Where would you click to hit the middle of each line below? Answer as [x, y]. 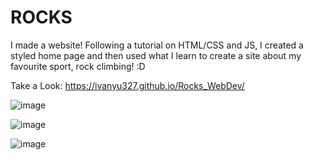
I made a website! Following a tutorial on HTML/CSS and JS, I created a [157, 45]
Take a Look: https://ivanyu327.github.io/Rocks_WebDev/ [127, 85]
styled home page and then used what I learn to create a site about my [156, 55]
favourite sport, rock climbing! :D [78, 66]
